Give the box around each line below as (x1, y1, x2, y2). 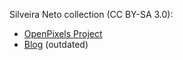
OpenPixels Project (23, 28, 103, 39)
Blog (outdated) (23, 39, 89, 50)
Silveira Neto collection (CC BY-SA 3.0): (9, 9, 174, 20)
